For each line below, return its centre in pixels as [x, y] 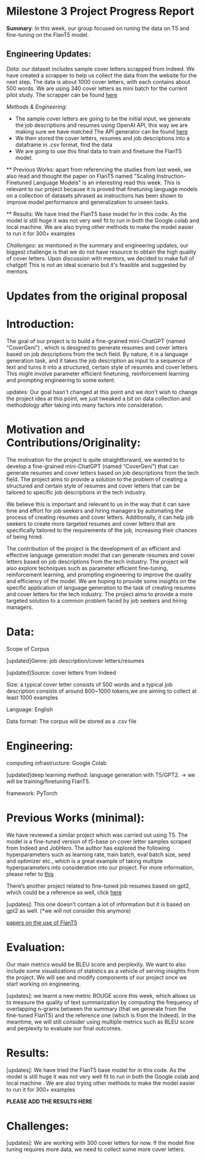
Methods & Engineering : [37, 107]
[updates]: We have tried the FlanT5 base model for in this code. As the [96, 1070]
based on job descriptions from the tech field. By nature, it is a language [97, 354]
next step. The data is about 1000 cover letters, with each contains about [99, 81]
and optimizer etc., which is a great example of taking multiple [85, 861]
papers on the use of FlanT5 [42, 923]
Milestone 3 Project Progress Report [100, 11]
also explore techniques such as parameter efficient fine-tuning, [87, 568]
